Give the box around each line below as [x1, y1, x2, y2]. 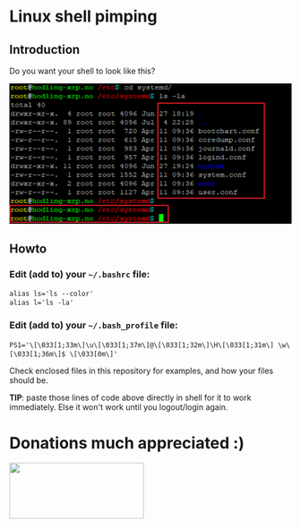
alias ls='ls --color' [9, 289, 94, 299]
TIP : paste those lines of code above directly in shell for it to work [9, 392, 252, 403]
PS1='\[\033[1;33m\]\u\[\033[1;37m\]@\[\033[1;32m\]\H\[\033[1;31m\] [9, 340, 275, 350]
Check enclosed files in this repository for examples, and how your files [9, 365, 274, 376]
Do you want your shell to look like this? [9, 65, 156, 76]
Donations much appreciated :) [9, 432, 245, 453]
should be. [9, 374, 49, 386]
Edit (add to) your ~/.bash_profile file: [9, 319, 178, 332]
